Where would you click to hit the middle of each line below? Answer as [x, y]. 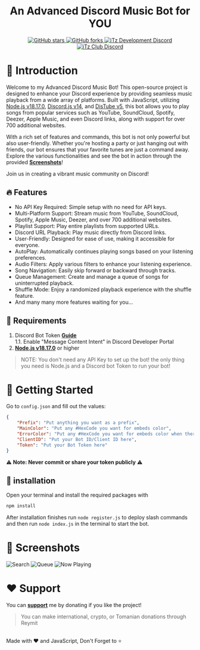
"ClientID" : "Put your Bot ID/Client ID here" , [77, 439]
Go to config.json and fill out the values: [56, 406]
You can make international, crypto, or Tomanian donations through [103, 617]
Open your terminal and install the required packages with [77, 495]
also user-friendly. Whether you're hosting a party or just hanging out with [97, 143]
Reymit [29, 623]
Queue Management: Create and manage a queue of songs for [92, 276]
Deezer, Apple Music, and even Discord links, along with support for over [96, 119]
